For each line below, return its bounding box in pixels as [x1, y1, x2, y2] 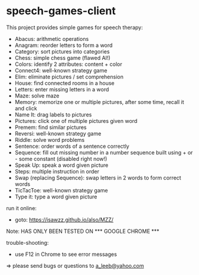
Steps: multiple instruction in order [14, 167, 100, 175]
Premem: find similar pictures [14, 124, 87, 131]
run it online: [6, 204, 37, 211]
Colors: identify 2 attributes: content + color [14, 61, 123, 68]
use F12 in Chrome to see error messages [14, 251, 117, 258]
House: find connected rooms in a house [14, 79, 115, 87]
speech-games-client [6, 4, 116, 18]
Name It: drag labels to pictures [14, 111, 92, 118]
